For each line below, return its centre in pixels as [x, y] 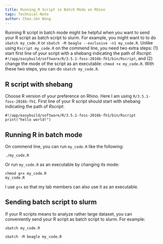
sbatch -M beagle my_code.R [34, 237]
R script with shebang [39, 84]
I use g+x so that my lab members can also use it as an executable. [72, 187]
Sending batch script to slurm [51, 202]
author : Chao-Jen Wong [28, 19]
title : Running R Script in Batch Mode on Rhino [55, 10]
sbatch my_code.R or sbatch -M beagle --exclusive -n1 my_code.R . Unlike [79, 43]
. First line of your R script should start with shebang [88, 101]
